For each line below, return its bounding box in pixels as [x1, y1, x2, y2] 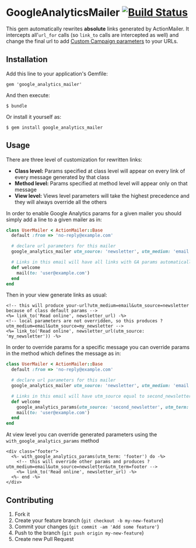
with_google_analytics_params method [6, 437, 99, 444]
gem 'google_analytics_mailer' [6, 81, 82, 87]
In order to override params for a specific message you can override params [6, 344, 190, 351]
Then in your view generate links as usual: [6, 291, 107, 298]
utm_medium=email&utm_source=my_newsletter [6, 323, 114, 329]
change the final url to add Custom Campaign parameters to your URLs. [6, 37, 178, 44]
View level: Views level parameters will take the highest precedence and [14, 192, 190, 199]
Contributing [6, 495, 54, 505]
